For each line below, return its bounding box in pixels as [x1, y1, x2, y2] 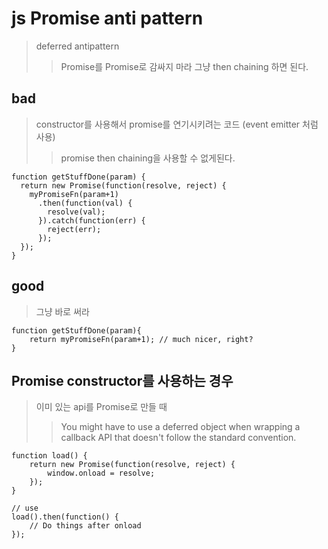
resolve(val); [47, 207, 106, 217]
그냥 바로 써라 [35, 305, 90, 317]
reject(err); [47, 224, 102, 234]
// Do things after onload [29, 521, 142, 531]
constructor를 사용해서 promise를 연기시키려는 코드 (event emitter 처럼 [35, 118, 319, 130]
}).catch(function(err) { [37, 215, 146, 226]
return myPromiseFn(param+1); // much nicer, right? [29, 334, 254, 344]
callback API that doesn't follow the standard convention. [60, 432, 297, 444]
